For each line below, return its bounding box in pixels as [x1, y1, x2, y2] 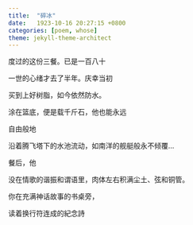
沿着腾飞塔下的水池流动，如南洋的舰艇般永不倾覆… [8, 141, 175, 151]
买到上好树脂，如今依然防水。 [8, 91, 106, 100]
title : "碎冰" [8, 11, 56, 20]
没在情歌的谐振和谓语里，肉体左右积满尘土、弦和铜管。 [8, 175, 189, 184]
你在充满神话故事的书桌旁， [8, 192, 99, 201]
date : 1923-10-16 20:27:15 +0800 [8, 19, 126, 27]
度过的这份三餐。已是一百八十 [8, 56, 106, 66]
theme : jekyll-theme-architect [8, 33, 112, 42]
